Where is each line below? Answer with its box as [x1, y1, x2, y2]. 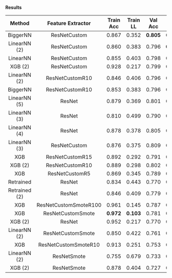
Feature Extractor [47, 20, 91, 27]
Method [10, 20, 30, 27]
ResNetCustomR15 [46, 153, 92, 161]
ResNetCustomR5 [48, 170, 91, 177]
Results [5, 5, 22, 10]
